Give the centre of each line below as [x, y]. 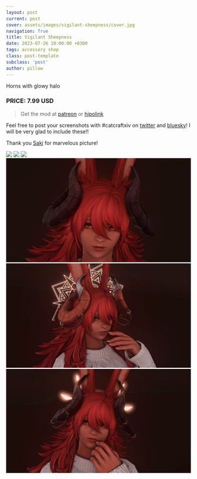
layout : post [22, 12]
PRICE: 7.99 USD [30, 101]
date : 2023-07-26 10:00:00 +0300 [47, 44]
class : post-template [33, 56]
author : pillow [25, 68]
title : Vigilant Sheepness [39, 37]
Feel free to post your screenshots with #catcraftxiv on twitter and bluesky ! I [98, 125]
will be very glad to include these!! [47, 131]
